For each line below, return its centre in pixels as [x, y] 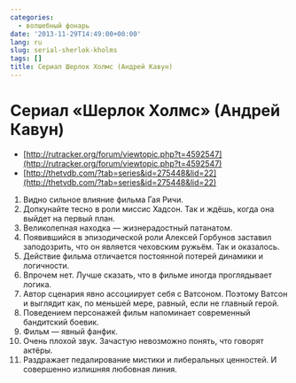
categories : [32, 17]
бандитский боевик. [61, 322]
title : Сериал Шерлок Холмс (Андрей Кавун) [92, 67]
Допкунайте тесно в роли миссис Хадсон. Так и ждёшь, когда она [148, 208]
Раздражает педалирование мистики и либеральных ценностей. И [150, 359]
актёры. [38, 350]
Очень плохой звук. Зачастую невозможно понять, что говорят [143, 340]
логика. [37, 284]
